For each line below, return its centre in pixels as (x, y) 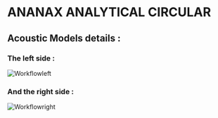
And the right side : (40, 91)
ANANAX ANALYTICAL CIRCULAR (109, 12)
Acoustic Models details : (64, 38)
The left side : (31, 58)
